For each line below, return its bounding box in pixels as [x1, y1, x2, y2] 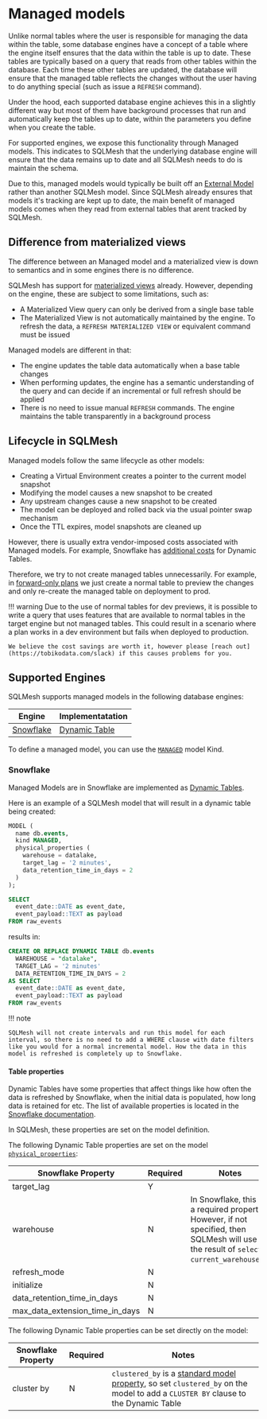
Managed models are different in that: [8, 345, 132, 355]
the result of [190, 1244, 236, 1255]
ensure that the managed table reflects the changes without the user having [8, 73, 257, 83]
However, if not [190, 1214, 248, 1225]
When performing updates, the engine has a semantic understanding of [19, 377, 254, 387]
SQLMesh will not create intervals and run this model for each [8, 1029, 226, 1037]
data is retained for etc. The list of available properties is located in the [8, 1101, 240, 1110]
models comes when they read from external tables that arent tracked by [8, 204, 247, 213]
